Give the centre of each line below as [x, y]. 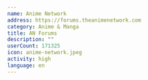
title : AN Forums [32, 33]
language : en [26, 65]
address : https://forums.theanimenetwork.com [74, 20]
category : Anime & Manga [43, 26]
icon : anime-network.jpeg [44, 53]
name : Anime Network [37, 14]
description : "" [31, 40]
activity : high [29, 59]
